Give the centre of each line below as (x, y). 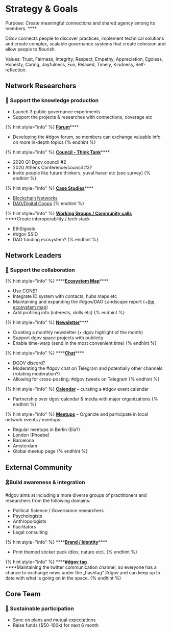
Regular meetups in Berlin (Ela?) (46, 429)
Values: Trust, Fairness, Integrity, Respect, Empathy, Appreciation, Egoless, (84, 59)
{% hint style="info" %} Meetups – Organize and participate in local (77, 414)
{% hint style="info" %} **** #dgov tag (46, 562)
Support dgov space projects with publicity (58, 338)
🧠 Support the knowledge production (52, 100)
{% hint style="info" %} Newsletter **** (47, 322)
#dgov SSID (25, 234)
